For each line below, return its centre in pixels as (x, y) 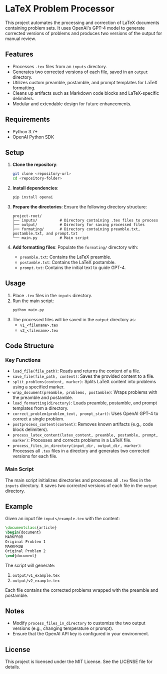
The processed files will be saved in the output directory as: (74, 319)
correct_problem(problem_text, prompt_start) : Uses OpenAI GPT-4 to (85, 413)
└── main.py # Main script (50, 238)
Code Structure (29, 346)
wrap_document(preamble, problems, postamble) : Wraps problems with (85, 392)
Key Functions (23, 360)
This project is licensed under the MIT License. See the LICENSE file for (79, 661)
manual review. (21, 39)
